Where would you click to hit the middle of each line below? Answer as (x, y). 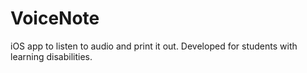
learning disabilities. (51, 56)
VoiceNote (55, 18)
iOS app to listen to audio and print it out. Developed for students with (154, 46)
